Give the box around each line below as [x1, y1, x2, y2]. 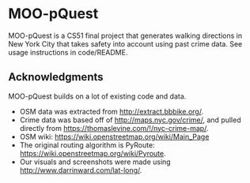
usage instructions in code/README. [8, 47, 128, 57]
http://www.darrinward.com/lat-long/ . [19, 165, 142, 174]
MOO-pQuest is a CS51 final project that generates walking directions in [8, 31, 243, 40]
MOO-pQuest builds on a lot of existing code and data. [8, 91, 187, 101]
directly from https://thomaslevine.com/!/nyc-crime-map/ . [19, 123, 209, 133]
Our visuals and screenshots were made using [19, 157, 172, 166]
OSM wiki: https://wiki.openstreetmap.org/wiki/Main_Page [19, 132, 210, 141]
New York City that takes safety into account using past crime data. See [8, 39, 243, 48]
